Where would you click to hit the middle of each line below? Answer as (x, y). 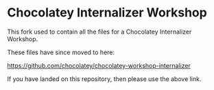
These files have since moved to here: (61, 52)
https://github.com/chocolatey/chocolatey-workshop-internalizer (99, 65)
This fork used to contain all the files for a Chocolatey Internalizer (99, 32)
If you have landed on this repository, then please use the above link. (104, 79)
